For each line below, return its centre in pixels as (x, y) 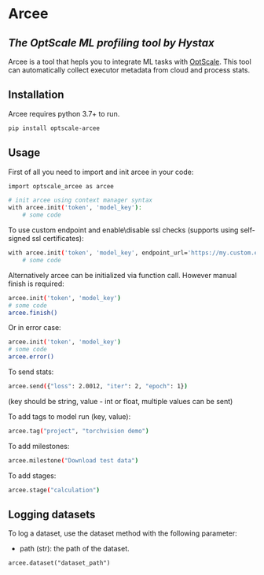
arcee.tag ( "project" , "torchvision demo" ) (79, 431)
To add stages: (32, 475)
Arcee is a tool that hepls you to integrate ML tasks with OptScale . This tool (130, 61)
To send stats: (31, 372)
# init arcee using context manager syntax (81, 200)
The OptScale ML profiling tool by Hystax (111, 43)
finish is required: (36, 284)
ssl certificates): (58, 238)
